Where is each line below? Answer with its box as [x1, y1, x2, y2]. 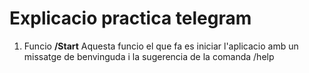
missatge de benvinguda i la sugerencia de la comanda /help [23, 50, 275, 62]
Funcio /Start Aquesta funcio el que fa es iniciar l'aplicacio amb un [23, 40, 299, 52]
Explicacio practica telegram [9, 7, 252, 30]
